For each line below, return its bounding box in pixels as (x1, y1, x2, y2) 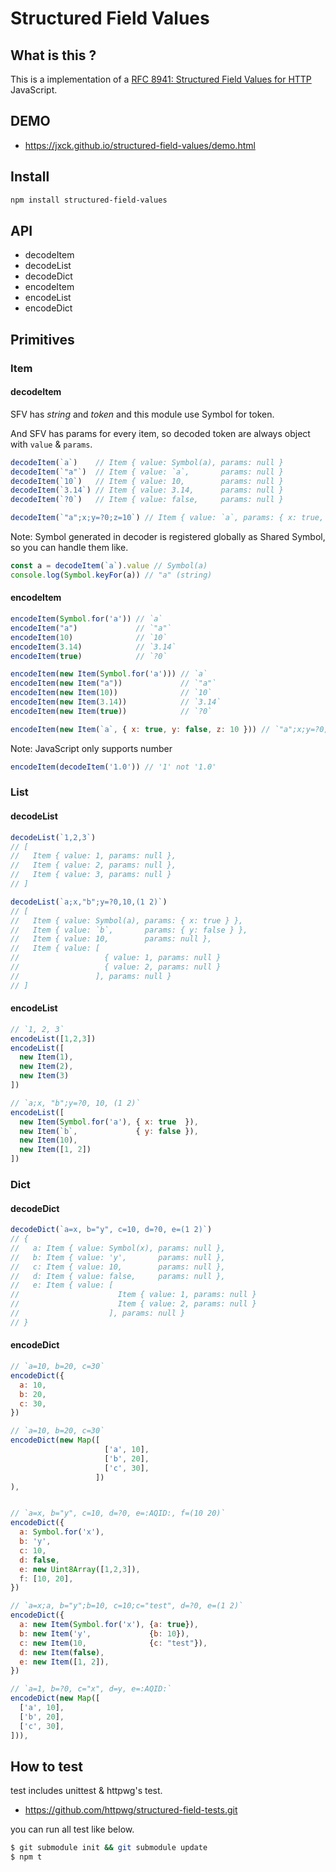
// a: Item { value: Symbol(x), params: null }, (10, 1243, 226, 1253)
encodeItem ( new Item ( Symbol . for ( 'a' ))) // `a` (10, 669, 208, 679)
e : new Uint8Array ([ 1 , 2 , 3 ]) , (19, 1564, 141, 1574)
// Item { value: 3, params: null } (10, 870, 172, 880)
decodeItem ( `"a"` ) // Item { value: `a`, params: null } (10, 467, 284, 477)
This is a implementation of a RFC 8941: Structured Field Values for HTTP (10, 73, 312, 85)
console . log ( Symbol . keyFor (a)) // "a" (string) (10, 570, 213, 580)
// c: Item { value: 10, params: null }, (10, 1262, 226, 1272)
